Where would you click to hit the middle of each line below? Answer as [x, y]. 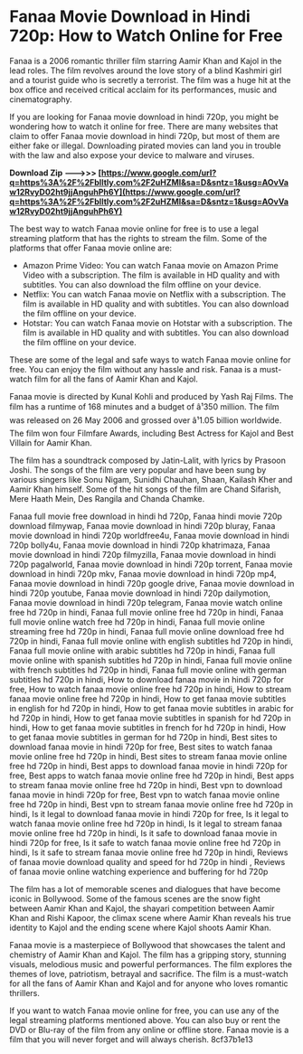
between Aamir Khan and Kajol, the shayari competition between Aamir [142, 908]
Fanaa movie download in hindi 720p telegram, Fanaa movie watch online [146, 602]
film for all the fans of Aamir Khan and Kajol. [116, 379]
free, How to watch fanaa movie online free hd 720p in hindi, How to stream [151, 689]
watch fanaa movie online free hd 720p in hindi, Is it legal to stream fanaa [146, 823]
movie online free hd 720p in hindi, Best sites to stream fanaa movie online [148, 756]
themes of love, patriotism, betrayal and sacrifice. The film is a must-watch [149, 974]
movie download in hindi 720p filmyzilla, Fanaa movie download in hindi [143, 554]
